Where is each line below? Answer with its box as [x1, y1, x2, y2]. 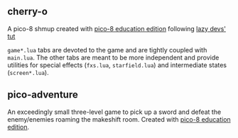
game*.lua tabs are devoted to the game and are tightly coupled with [7, 45, 207, 54]
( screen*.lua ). [7, 68, 49, 76]
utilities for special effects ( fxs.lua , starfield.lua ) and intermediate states [7, 60, 227, 69]
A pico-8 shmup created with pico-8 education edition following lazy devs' [7, 24, 226, 33]
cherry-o [7, 6, 48, 18]
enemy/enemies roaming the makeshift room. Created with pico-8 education [7, 115, 231, 123]
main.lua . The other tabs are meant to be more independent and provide [7, 53, 220, 62]
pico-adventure [7, 88, 78, 101]
